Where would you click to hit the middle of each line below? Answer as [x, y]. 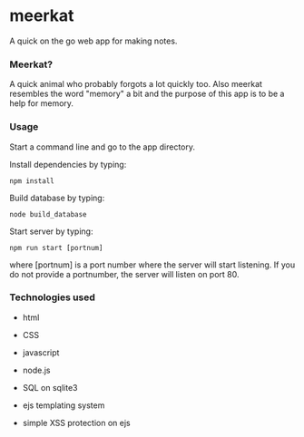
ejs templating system [64, 405]
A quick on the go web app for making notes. [93, 41]
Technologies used [52, 297]
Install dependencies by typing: [68, 164]
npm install [32, 181]
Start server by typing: [51, 231]
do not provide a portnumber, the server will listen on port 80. [124, 274]
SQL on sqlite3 [50, 387]
